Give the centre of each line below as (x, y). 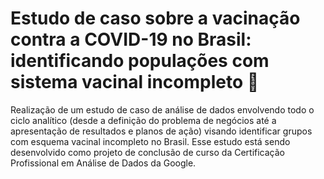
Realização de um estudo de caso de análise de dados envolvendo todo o (162, 109)
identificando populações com (140, 61)
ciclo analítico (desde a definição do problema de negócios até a (143, 120)
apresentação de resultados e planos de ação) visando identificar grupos (161, 131)
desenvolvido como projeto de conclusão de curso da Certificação (147, 152)
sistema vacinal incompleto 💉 (135, 82)
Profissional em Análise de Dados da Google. (103, 163)
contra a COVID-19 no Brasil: (131, 39)
